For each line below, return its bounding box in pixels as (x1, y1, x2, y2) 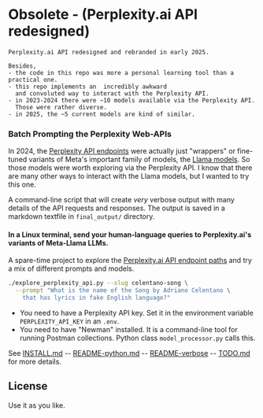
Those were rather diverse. (15, 103, 108, 111)
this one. (8, 179, 37, 190)
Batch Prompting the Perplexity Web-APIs (8, 128, 172, 139)
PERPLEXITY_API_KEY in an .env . (19, 316, 120, 326)
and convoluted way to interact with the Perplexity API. (15, 89, 210, 98)
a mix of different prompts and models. (8, 264, 135, 273)
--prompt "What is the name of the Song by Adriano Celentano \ (15, 287, 231, 294)
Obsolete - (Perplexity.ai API (8, 6, 198, 24)
